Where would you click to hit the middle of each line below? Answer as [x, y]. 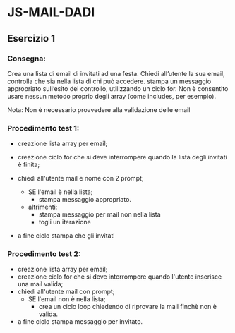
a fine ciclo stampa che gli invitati [66, 236]
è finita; [29, 165]
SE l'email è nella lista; [60, 192]
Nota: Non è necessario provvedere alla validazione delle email [99, 109]
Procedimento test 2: [44, 254]
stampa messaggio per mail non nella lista [100, 214]
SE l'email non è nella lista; [67, 299]
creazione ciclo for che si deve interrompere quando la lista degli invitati [122, 157]
